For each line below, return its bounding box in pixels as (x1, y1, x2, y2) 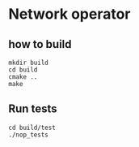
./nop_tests (8, 131, 48, 139)
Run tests (8, 102, 57, 116)
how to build (8, 37, 72, 51)
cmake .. (8, 73, 38, 81)
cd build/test (8, 123, 57, 132)
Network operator (8, 5, 131, 24)
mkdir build (8, 58, 48, 67)
